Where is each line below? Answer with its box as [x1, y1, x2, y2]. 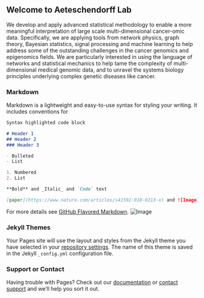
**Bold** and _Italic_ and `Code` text [6, 186, 107, 192]
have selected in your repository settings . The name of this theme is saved [6, 243, 193, 251]
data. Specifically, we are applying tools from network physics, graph [6, 33, 180, 41]
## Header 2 [6, 136, 36, 142]
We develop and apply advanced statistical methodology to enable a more [6, 21, 192, 28]
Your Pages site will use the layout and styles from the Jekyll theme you [6, 237, 186, 245]
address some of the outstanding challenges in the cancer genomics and [6, 47, 189, 54]
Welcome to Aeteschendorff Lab [6, 5, 132, 15]
